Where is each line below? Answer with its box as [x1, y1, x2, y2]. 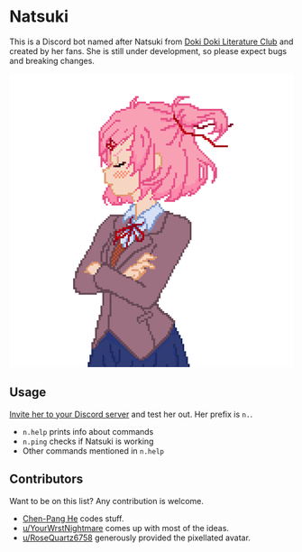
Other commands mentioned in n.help [22, 445, 165, 456]
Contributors [9, 472, 84, 487]
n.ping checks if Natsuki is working [22, 436, 154, 446]
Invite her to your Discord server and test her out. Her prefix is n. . [9, 409, 253, 419]
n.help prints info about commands [22, 426, 154, 437]
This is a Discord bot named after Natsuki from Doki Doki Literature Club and [9, 36, 294, 47]
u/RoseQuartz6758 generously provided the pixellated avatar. [22, 532, 251, 543]
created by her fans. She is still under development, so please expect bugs [9, 45, 287, 56]
